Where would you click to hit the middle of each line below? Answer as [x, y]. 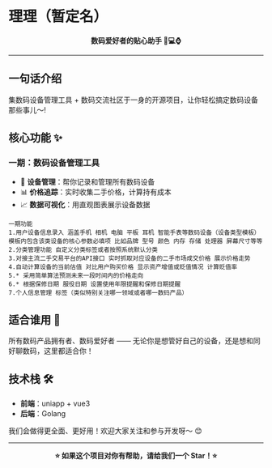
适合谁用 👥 [34, 319]
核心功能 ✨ [36, 138]
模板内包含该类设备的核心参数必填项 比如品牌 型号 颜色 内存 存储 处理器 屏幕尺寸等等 [136, 241]
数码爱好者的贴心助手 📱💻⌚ [136, 40]
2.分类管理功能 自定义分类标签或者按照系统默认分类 [83, 250]
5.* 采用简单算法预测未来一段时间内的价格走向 [76, 276]
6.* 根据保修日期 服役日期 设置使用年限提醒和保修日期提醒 [95, 284]
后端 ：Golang [43, 414]
